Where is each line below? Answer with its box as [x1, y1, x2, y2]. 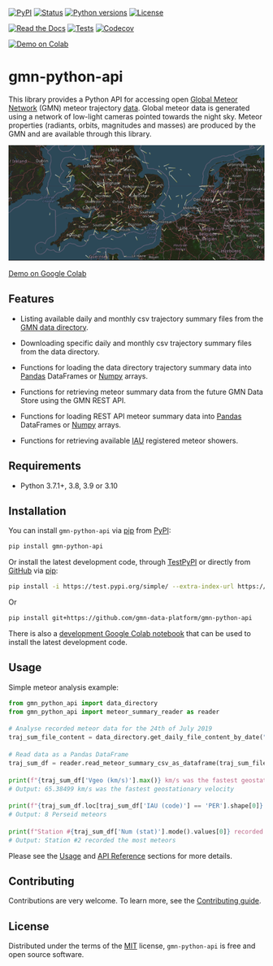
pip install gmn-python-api [8, 543, 104, 551]
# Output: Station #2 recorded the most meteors [8, 836, 176, 844]
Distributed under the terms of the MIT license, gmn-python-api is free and [8, 941, 256, 951]
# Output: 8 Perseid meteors [8, 811, 107, 819]
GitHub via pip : [8, 565, 58, 576]
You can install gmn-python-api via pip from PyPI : [8, 526, 171, 535]
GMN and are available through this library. [8, 128, 152, 138]
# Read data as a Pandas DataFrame [8, 751, 129, 759]
